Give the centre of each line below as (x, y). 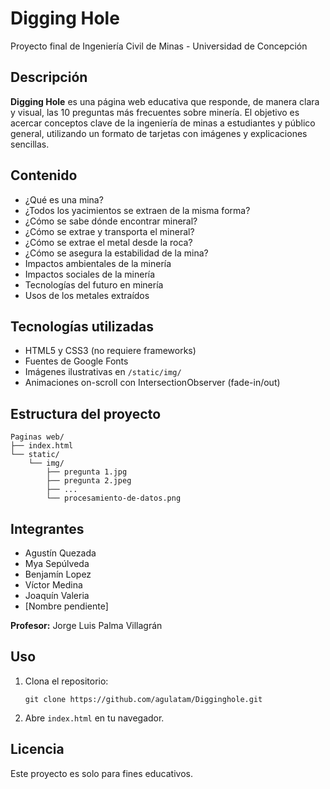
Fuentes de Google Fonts (76, 361)
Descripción (49, 77)
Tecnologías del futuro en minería (94, 284)
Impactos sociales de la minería (90, 274)
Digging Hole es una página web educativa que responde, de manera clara (165, 101)
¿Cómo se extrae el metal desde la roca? (108, 242)
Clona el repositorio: (66, 681)
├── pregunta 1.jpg (87, 472)
